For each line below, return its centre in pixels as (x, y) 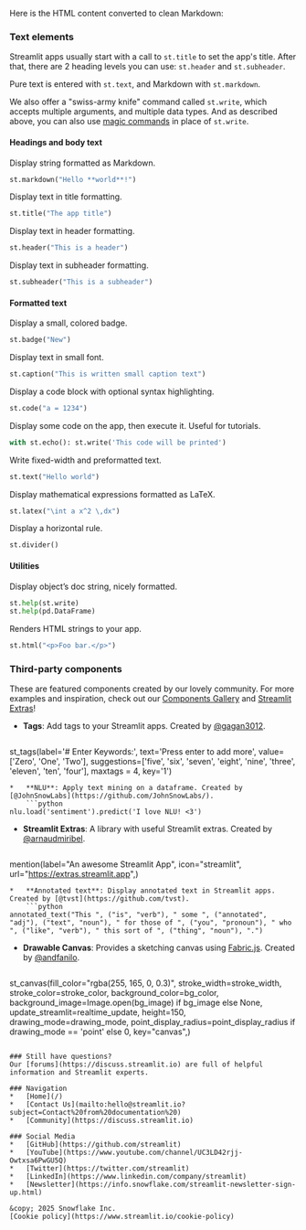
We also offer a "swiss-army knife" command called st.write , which (138, 102)
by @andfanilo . (51, 957)
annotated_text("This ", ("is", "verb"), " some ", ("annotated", (138, 915)
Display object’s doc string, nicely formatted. (94, 586)
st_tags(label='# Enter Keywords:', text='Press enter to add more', (133, 752)
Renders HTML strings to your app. (75, 629)
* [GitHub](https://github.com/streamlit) (95, 1145)
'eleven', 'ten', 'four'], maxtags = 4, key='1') (90, 771)
